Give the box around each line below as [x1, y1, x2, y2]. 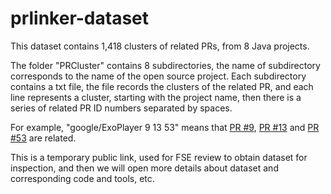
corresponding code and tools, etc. [10, 172, 155, 184]
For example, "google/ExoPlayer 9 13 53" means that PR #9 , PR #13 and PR [10, 121, 320, 133]
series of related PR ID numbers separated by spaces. [10, 102, 233, 114]
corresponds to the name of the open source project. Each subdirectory [10, 70, 307, 82]
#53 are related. [10, 132, 77, 144]
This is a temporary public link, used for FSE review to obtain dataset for [10, 151, 308, 163]
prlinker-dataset [10, 7, 150, 30]
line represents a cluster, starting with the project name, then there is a [10, 91, 302, 103]
